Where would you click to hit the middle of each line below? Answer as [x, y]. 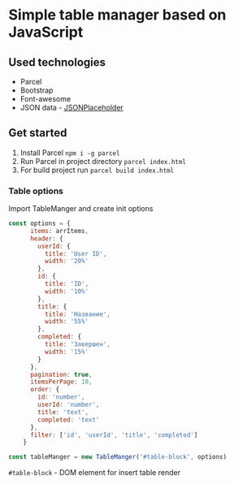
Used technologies [57, 62]
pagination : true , [61, 374]
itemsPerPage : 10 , [61, 382]
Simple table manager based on [117, 15]
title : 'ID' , [67, 284]
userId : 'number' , [69, 405]
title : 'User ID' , [76, 253]
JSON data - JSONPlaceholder [71, 108]
